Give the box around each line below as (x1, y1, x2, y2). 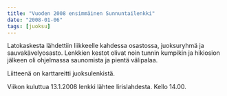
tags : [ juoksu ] (7, 23, 51, 29)
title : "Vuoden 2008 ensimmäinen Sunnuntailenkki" (7, 10, 155, 17)
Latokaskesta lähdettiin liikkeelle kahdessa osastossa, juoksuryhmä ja (7, 42, 204, 50)
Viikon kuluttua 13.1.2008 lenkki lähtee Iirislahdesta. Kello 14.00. (7, 83, 187, 91)
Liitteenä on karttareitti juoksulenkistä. (7, 69, 116, 77)
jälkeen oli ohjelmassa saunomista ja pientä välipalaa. (7, 56, 158, 64)
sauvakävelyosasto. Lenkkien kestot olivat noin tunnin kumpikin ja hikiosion (7, 49, 220, 57)
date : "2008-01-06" (7, 16, 63, 23)
